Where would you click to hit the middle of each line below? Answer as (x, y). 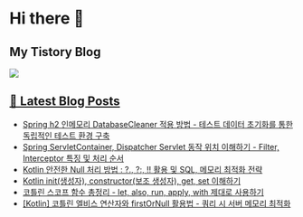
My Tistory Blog (55, 52)
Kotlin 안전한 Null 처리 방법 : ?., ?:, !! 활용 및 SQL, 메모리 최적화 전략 (142, 169)
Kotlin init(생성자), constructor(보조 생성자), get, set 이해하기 (132, 181)
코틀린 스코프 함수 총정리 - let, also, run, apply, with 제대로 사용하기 (143, 192)
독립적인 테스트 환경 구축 (66, 136)
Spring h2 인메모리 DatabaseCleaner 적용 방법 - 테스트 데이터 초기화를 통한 (158, 124)
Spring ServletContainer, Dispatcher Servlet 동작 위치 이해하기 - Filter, (151, 146)
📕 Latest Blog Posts (65, 102)
